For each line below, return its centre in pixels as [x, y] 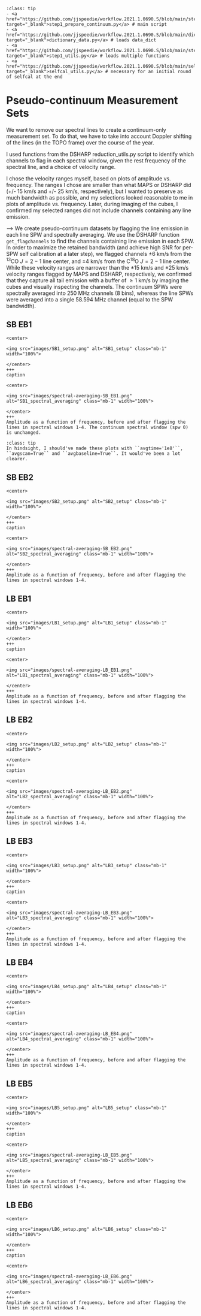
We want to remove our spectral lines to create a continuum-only [86, 129]
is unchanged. [24, 433]
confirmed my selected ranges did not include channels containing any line [99, 210]
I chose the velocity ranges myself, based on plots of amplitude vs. [89, 178]
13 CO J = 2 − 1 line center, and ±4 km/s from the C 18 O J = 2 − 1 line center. [98, 261]
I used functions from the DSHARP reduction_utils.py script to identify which [100, 154]
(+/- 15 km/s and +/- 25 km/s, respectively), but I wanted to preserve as [95, 191]
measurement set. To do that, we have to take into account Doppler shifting [99, 136]
